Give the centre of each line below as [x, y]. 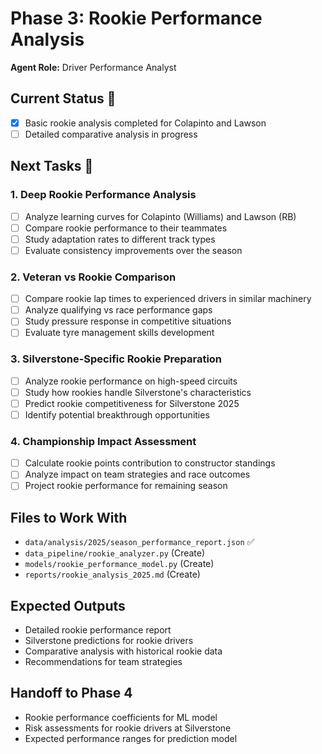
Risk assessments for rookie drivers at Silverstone [128, 728]
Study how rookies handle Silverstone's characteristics [138, 392]
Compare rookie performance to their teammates [126, 228]
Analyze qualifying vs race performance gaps [118, 310]
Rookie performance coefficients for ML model [121, 717]
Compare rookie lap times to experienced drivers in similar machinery [168, 299]
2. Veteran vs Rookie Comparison [93, 277]
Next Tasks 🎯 [52, 166]
